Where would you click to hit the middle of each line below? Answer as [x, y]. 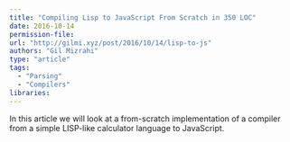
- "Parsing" [40, 76]
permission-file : [42, 34]
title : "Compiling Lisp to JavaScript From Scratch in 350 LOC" [133, 18]
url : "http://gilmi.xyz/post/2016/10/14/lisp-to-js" [111, 43]
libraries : [30, 93]
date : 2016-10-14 [42, 26]
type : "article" [40, 59]
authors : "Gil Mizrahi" [54, 51]
